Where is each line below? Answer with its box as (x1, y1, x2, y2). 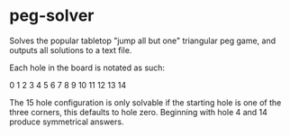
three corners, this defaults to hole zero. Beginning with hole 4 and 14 (9, 106, 268, 117)
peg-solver (9, 5, 95, 26)
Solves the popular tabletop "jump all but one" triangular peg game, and (9, 35, 276, 46)
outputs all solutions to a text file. (9, 44, 132, 55)
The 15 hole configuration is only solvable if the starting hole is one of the (9, 96, 282, 108)
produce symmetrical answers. (9, 116, 124, 127)
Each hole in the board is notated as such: (9, 62, 165, 73)
